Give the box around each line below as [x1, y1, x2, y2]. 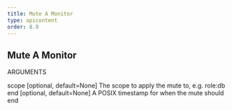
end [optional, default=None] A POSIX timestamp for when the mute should [7, 89, 224, 97]
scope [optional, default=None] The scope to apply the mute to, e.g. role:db [7, 81, 226, 90]
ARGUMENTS [7, 68, 47, 76]
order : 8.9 [7, 23, 39, 30]
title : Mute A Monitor [7, 10, 73, 18]
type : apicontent [7, 17, 58, 24]
